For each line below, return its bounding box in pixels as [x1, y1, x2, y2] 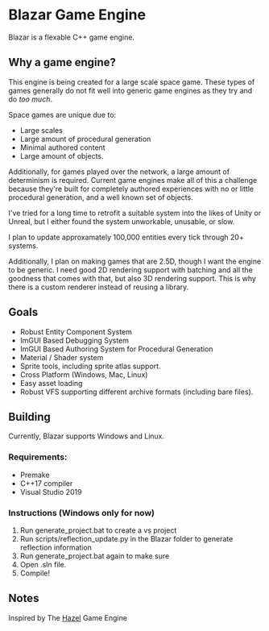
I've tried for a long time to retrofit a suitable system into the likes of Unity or [8, 208, 262, 218]
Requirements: [8, 451, 68, 463]
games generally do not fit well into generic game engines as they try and [8, 85, 253, 95]
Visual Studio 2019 [19, 487, 82, 496]
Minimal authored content [19, 143, 106, 152]
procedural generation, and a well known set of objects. [8, 192, 193, 202]
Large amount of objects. [19, 151, 104, 160]
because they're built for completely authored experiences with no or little [8, 184, 255, 193]
